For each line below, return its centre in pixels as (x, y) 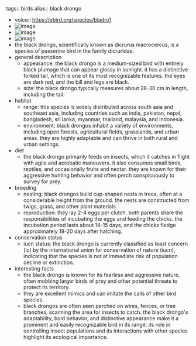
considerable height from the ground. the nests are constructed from (106, 200)
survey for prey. (42, 181)
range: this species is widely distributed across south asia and (98, 107)
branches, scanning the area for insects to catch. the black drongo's (106, 312)
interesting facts (34, 268)
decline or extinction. (49, 262)
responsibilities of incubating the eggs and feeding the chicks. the (103, 219)
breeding (25, 188)
